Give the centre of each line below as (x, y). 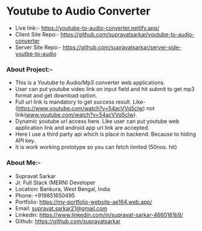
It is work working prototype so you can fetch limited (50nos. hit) (96, 147)
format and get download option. (56, 96)
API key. (25, 141)
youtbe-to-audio (35, 53)
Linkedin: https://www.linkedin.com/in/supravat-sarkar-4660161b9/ (99, 215)
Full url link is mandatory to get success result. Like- (80, 102)
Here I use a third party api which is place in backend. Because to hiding (105, 134)
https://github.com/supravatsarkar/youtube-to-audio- (127, 34)
